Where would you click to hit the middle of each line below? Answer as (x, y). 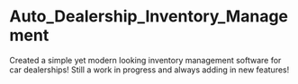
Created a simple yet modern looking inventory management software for (145, 60)
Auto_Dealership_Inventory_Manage (149, 17)
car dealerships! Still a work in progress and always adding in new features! (149, 70)
